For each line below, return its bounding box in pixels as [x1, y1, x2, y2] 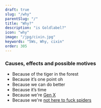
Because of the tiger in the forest [12, 71, 79, 77]
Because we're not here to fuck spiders [12, 97, 92, 103]
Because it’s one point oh [12, 76, 63, 82]
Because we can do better [12, 81, 65, 87]
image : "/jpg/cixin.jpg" [5, 35, 56, 40]
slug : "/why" [5, 12, 32, 17]
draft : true [5, 7, 29, 12]
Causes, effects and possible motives [5, 60, 96, 67]
